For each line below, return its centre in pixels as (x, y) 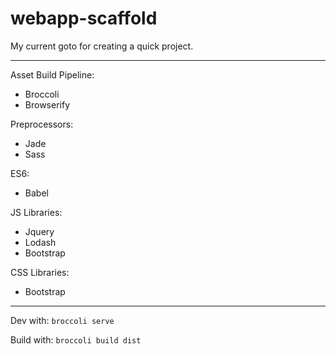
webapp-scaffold (84, 18)
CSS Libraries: (40, 272)
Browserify (47, 104)
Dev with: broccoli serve (62, 320)
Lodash (40, 242)
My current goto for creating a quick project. (102, 46)
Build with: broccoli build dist (76, 339)
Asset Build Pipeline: (52, 74)
